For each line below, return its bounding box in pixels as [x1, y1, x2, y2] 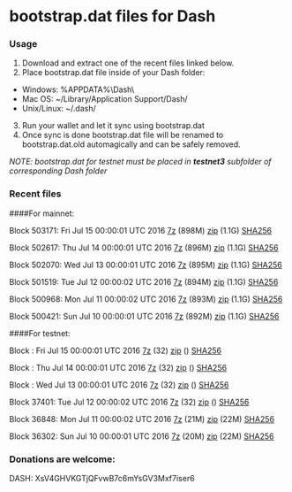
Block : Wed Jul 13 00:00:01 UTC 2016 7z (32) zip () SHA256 [9, 379, 229, 390]
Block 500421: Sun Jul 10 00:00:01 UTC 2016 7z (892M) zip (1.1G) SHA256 [9, 311, 280, 321]
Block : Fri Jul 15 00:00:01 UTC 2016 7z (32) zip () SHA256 [9, 345, 222, 356]
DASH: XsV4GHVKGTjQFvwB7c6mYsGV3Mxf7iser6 [9, 473, 196, 484]
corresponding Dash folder [9, 165, 108, 176]
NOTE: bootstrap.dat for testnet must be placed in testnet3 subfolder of [9, 157, 272, 167]
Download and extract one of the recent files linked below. [21, 58, 235, 68]
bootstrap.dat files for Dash [9, 6, 216, 27]
